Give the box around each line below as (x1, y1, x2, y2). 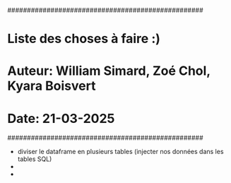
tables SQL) (17, 155, 52, 163)
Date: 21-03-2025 (7, 110, 115, 126)
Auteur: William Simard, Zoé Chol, (7, 63, 211, 79)
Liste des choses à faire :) (7, 31, 161, 47)
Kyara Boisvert (7, 78, 96, 94)
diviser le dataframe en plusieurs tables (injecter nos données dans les (17, 148, 224, 156)
